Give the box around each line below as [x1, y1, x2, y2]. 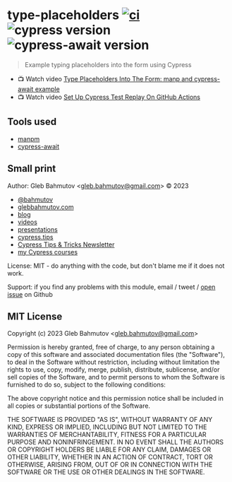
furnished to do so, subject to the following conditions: [7, 380, 166, 389]
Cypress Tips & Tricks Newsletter [17, 240, 115, 249]
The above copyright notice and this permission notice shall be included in [7, 394, 224, 403]
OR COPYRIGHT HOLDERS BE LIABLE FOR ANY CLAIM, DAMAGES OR [7, 445, 212, 454]
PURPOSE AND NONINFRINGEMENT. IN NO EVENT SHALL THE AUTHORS [7, 438, 224, 447]
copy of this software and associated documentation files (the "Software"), [7, 351, 226, 359]
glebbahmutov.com [17, 202, 74, 211]
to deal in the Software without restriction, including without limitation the [7, 358, 220, 367]
